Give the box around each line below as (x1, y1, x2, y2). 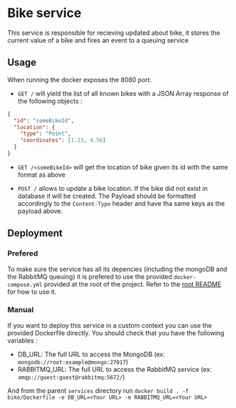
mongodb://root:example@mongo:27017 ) (17, 357, 129, 366)
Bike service (7, 5, 82, 21)
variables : (7, 336, 38, 345)
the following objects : (17, 97, 83, 105)
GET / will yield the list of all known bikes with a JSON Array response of (17, 89, 229, 97)
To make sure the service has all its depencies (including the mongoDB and (7, 265, 227, 273)
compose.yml (7, 281, 43, 288)
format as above (17, 170, 66, 179)
